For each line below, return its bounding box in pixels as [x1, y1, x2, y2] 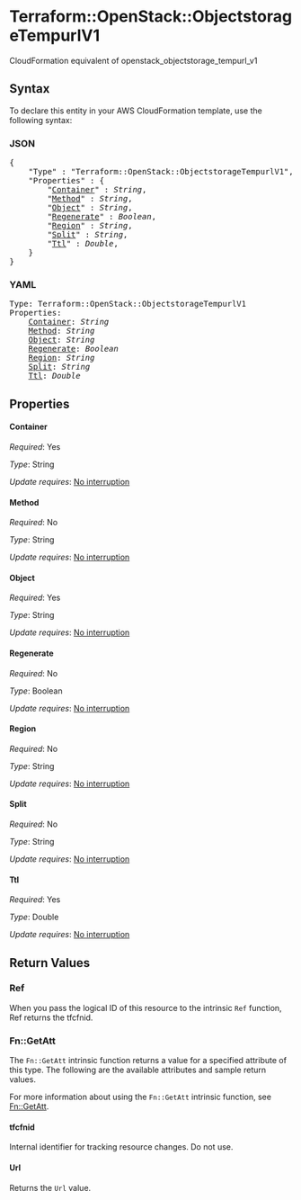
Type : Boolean [9, 685, 63, 696]
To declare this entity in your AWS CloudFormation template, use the [9, 105, 262, 116]
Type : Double [9, 911, 59, 923]
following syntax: [9, 114, 73, 125]
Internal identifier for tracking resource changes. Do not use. [9, 1142, 234, 1152]
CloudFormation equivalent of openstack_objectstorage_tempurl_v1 [9, 55, 258, 66]
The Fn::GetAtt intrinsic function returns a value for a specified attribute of [9, 1055, 288, 1066]
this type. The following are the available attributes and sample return [9, 1064, 267, 1076]
